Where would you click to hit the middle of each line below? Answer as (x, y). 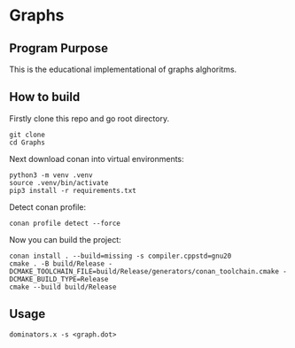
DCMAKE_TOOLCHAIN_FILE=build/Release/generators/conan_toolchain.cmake (144, 271)
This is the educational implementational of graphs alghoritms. (123, 69)
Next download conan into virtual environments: (97, 159)
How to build (45, 97)
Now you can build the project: (65, 239)
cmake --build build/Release (63, 287)
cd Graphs (27, 143)
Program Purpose (59, 48)
